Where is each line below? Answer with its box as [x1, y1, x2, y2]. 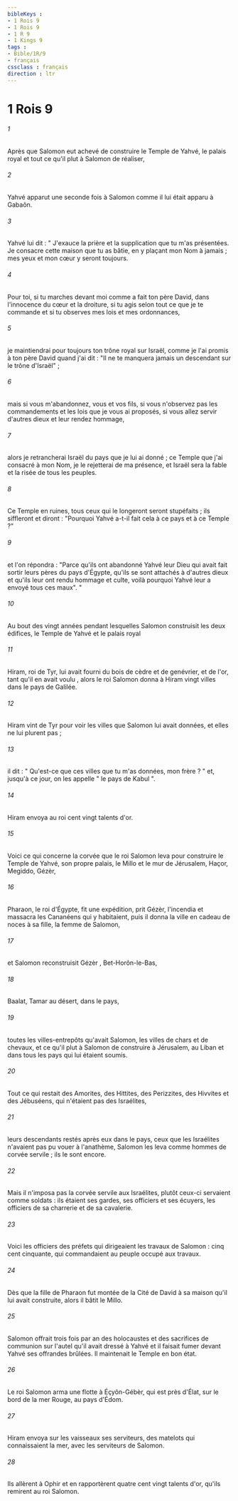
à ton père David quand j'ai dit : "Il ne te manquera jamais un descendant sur [7, 354, 232, 362]
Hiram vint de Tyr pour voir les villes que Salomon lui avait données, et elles [7, 721, 229, 729]
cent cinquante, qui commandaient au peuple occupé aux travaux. [7, 1249, 201, 1259]
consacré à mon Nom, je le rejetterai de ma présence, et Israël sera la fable [7, 461, 227, 469]
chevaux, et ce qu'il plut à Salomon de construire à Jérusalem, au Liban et [7, 1042, 225, 1052]
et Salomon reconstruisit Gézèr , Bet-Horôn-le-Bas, [7, 958, 158, 967]
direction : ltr [7, 70, 55, 77]
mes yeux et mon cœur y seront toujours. [7, 254, 129, 262]
